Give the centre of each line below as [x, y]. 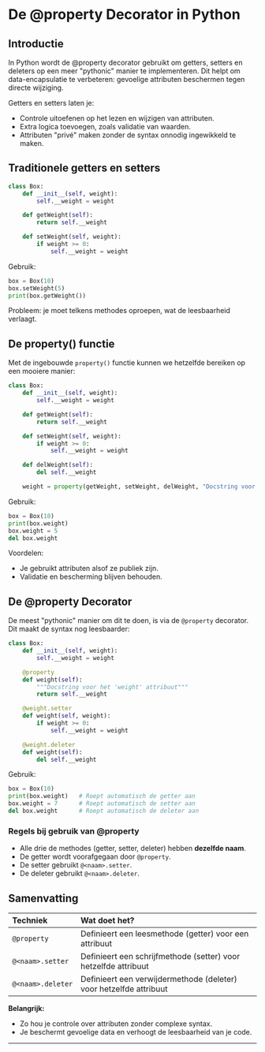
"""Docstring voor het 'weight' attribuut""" [113, 687]
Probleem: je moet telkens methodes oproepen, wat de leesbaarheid [119, 311]
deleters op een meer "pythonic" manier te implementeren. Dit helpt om [124, 71]
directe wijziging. [36, 88]
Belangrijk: [26, 1009]
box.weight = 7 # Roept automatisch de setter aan [102, 804]
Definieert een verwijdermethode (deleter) [159, 979]
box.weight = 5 [33, 531]
